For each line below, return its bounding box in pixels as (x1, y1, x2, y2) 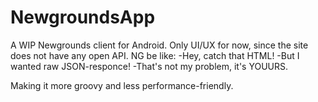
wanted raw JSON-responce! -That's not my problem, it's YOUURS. (10, 60, 289, 72)
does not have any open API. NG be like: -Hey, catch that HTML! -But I (10, 49, 300, 61)
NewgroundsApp (10, 6, 156, 29)
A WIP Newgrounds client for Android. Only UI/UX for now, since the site (10, 39, 309, 51)
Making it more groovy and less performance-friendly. (10, 79, 234, 91)
